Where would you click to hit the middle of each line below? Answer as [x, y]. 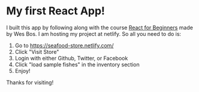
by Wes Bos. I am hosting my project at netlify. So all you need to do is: [94, 33]
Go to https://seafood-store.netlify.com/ [64, 45]
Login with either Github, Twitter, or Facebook [71, 58]
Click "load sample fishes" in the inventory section [77, 65]
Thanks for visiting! [30, 82]
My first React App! [56, 11]
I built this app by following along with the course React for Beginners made [100, 27]
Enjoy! [22, 70]
